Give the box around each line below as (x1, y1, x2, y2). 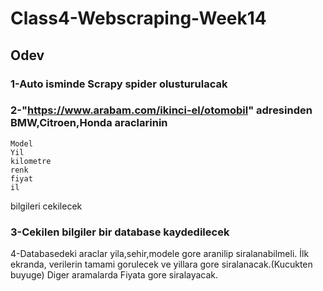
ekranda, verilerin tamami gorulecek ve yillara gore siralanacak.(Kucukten (10, 258, 313, 271)
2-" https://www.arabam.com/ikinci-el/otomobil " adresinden (10, 103, 313, 117)
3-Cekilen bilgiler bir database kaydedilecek (10, 225, 230, 239)
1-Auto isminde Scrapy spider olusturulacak (10, 77, 228, 91)
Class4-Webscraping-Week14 (10, 7, 267, 30)
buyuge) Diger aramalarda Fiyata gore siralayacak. (10, 269, 219, 281)
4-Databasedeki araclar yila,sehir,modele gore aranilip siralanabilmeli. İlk (10, 248, 310, 260)
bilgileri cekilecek (10, 200, 83, 212)
